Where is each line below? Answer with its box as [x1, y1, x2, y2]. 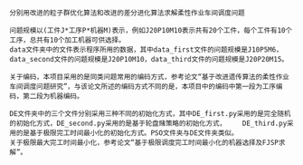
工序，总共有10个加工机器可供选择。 [9, 35, 126, 44]
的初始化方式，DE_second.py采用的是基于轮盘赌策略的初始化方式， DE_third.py [9, 119, 288, 128]
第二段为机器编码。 [22, 92, 84, 101]
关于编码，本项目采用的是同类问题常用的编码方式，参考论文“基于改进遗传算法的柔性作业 [9, 73, 289, 82]
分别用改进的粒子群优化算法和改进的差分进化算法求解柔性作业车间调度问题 [9, 8, 246, 17]
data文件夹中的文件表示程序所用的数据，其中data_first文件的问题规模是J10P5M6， [9, 45, 283, 54]
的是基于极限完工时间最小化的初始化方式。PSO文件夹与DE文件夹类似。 [15, 129, 239, 138]
